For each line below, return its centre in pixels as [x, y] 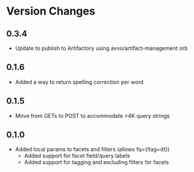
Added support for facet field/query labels [77, 156]
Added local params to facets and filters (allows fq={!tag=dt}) [92, 150]
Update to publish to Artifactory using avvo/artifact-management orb [102, 48]
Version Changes [51, 11]
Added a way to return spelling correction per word [79, 82]
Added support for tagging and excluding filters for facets [96, 162]
